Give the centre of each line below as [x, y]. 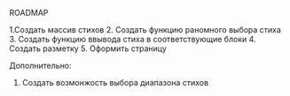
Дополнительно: [41, 66]
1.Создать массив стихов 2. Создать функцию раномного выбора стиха [145, 30]
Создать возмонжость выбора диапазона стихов [115, 82]
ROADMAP [29, 13]
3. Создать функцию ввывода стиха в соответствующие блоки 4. [133, 39]
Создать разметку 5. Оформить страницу [88, 48]
